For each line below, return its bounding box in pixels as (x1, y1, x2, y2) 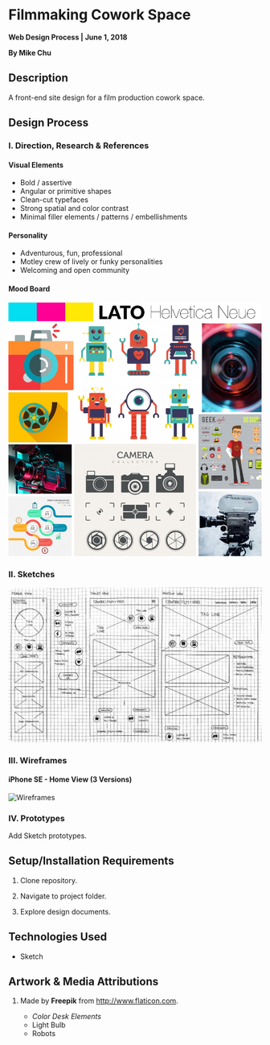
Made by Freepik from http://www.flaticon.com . (19, 996, 178, 1006)
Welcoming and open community (19, 266, 130, 275)
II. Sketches (8, 568, 55, 580)
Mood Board (8, 284, 51, 294)
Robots (31, 1029, 56, 1039)
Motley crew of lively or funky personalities (19, 257, 163, 266)
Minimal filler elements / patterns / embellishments (19, 212, 188, 222)
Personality (8, 230, 48, 240)
